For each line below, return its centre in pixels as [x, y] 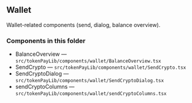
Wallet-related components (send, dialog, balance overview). [83, 25]
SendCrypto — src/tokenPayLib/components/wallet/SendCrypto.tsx [101, 67]
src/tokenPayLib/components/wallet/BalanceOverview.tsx [88, 61]
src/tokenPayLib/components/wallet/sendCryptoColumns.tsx [91, 94]
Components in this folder [46, 40]
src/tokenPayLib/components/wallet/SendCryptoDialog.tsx [90, 81]
